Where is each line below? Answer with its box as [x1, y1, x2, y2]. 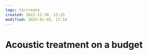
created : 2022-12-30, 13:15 [5, 12, 65, 17]
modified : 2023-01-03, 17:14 [5, 17, 67, 22]
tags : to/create [5, 7, 40, 13]
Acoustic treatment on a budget [5, 39, 143, 50]
